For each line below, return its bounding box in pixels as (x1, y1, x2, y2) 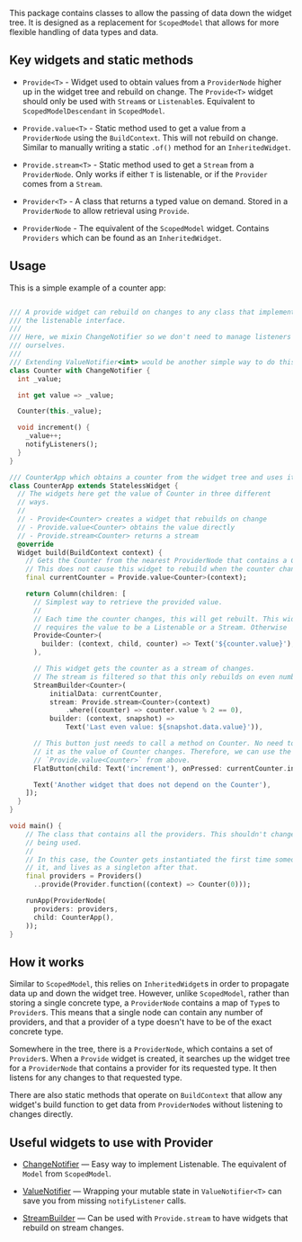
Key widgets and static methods (9, 53, 194, 68)
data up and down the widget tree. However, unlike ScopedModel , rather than (9, 988, 289, 999)
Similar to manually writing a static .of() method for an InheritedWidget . (22, 141, 291, 152)
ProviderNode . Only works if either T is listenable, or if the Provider (22, 168, 268, 179)
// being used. (25, 838, 83, 847)
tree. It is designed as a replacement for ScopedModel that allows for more (9, 17, 280, 28)
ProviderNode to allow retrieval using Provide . (22, 205, 191, 216)
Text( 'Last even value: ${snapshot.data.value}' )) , (66, 723, 263, 732)
